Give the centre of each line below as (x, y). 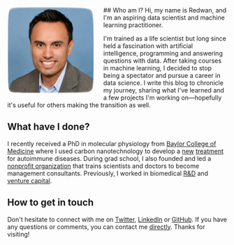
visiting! (19, 234)
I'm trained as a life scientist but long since (165, 38)
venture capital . (30, 180)
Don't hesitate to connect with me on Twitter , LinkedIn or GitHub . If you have (117, 219)
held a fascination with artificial (148, 46)
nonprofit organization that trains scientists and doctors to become (103, 166)
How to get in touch (51, 203)
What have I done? (49, 127)
